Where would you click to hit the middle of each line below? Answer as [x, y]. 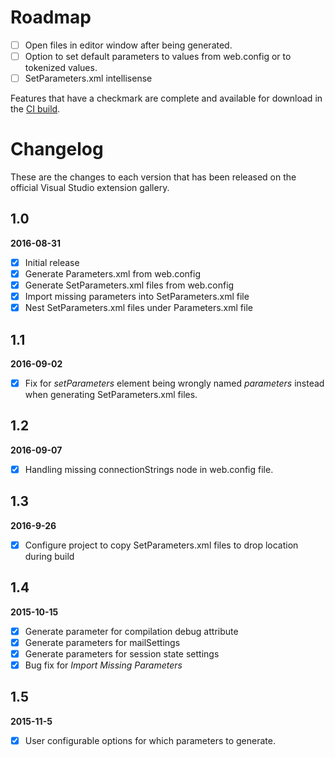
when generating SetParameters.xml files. [111, 395]
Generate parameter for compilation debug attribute [131, 631]
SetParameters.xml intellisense [88, 78]
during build [49, 556]
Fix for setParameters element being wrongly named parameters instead [174, 383]
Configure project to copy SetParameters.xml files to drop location [161, 545]
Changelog [57, 149]
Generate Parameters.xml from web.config [112, 273]
